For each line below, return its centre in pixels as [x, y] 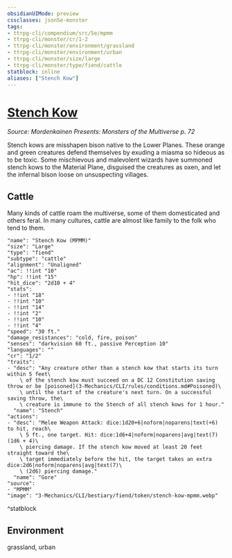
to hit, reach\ [29, 429]
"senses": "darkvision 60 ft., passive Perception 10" [88, 344]
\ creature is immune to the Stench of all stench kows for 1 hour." [122, 405]
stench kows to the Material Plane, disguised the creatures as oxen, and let [114, 167]
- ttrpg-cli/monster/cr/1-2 [48, 40]
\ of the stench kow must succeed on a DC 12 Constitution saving [117, 380]
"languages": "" [30, 350]
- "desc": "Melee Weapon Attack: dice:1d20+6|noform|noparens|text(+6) [113, 423]
